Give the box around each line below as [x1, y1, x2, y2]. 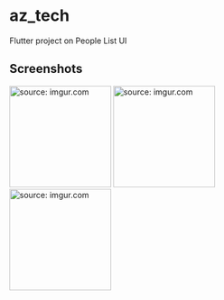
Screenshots [9, 61, 83, 77]
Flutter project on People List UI [9, 35, 127, 46]
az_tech [9, 5, 70, 26]
